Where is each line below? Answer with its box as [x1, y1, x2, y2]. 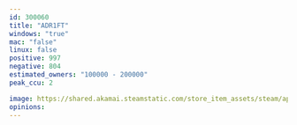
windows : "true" [9, 29, 69, 38]
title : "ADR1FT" [9, 21, 69, 30]
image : [9, 94, 34, 103]
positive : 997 [9, 54, 62, 62]
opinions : [9, 102, 46, 111]
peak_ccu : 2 [9, 78, 53, 87]
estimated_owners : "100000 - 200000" [9, 70, 148, 79]
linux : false [9, 46, 57, 55]
